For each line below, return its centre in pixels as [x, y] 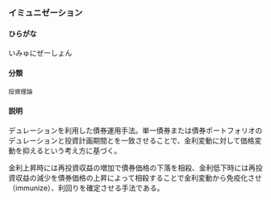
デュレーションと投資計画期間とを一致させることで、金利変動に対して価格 [132, 140]
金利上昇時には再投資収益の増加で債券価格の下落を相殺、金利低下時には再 [132, 168]
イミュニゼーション [46, 12]
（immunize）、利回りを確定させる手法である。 [86, 188]
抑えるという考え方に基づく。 [72, 150]
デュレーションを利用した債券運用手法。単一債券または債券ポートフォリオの [135, 130]
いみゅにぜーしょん [40, 53]
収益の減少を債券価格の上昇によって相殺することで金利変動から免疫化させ [138, 177]
